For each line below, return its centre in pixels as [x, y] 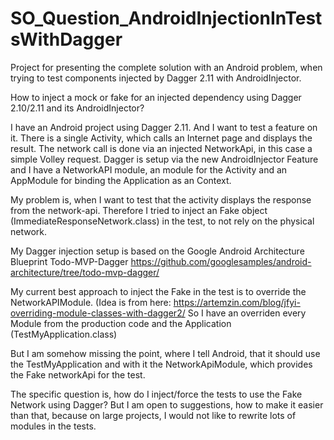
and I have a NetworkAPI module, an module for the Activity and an [149, 169]
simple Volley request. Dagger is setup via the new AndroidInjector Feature [164, 159]
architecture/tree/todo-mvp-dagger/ [85, 272]
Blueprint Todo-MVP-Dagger [69, 261]
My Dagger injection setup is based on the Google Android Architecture [157, 251]
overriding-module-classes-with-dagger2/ [98, 313]
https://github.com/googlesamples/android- [221, 261]
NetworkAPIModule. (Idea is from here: [91, 302]
